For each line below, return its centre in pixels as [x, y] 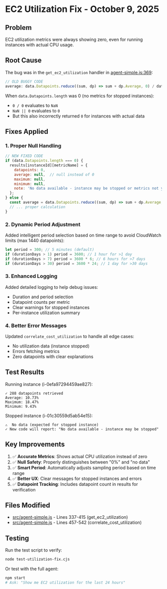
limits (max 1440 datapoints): [35, 240]
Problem [19, 28]
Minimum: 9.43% [21, 406]
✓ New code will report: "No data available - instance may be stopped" [82, 429]
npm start [15, 578]
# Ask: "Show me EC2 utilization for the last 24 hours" [65, 583]
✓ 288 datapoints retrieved [34, 393]
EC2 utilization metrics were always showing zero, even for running [74, 39]
